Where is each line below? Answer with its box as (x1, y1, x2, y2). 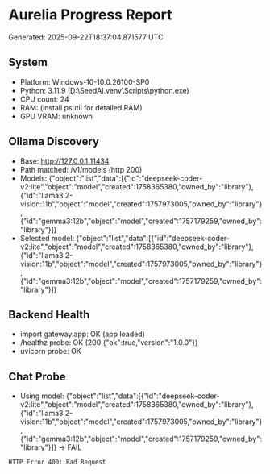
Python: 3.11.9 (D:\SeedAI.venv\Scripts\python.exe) (19, 85, 189, 95)
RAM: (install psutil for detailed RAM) (19, 102, 143, 112)
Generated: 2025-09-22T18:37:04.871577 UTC (8, 32, 164, 42)
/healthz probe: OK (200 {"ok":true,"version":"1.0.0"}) (19, 338, 198, 347)
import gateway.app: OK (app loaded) (19, 329, 145, 339)
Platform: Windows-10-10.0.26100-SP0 (19, 77, 150, 86)
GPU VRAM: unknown (19, 111, 93, 121)
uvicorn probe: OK (19, 347, 82, 356)
